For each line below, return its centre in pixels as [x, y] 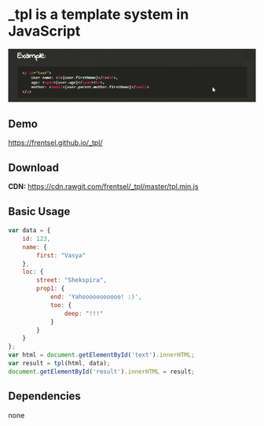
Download [33, 167]
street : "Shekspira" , [72, 280]
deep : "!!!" [84, 313]
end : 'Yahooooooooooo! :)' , [96, 297]
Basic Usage [39, 211]
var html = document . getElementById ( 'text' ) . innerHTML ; [101, 355]
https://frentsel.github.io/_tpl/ [56, 143]
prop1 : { [51, 289]
